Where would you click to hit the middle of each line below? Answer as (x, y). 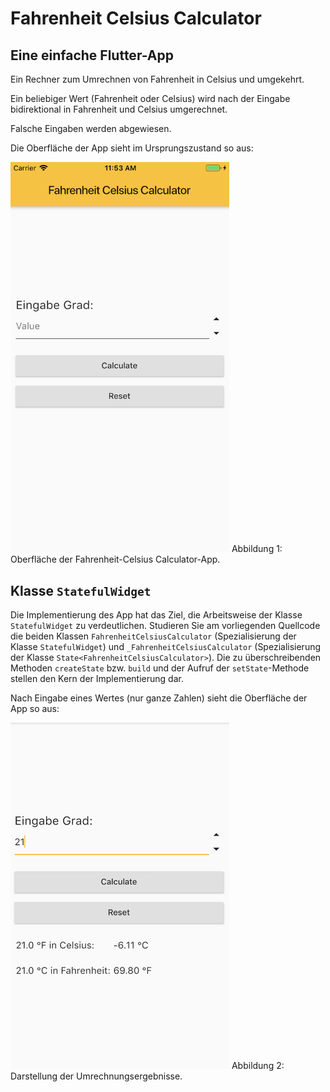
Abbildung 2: (258, 1066)
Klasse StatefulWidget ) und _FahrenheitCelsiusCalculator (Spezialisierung (166, 647)
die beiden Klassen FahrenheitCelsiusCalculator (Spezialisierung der (153, 636)
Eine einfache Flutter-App (92, 55)
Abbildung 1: (257, 549)
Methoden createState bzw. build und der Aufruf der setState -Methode (160, 668)
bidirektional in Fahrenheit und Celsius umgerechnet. (119, 109)
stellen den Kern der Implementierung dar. (97, 679)
